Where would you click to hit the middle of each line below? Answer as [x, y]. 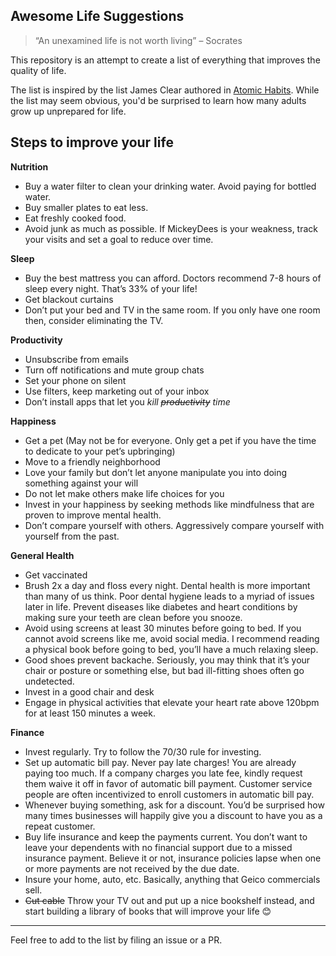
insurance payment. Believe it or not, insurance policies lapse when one [173, 858]
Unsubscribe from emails [76, 359]
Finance [27, 732]
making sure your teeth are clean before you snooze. [133, 617]
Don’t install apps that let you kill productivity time [127, 401]
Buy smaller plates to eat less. [86, 207]
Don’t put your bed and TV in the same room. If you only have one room [172, 310]
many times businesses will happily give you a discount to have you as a [173, 815]
